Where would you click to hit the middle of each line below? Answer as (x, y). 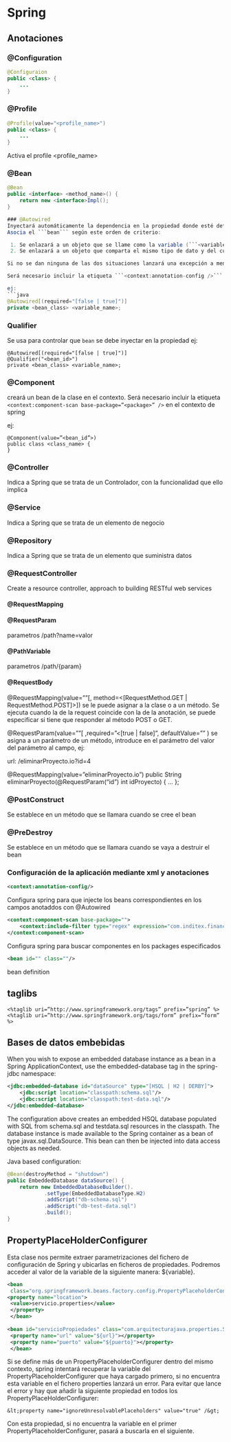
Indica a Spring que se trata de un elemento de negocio (86, 523)
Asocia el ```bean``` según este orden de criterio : (84, 232)
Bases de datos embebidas (66, 1043)
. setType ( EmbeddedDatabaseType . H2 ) (95, 1193)
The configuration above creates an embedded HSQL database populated (112, 1119)
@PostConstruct (36, 799)
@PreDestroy (30, 832)
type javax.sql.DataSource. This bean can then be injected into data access (114, 1141)
